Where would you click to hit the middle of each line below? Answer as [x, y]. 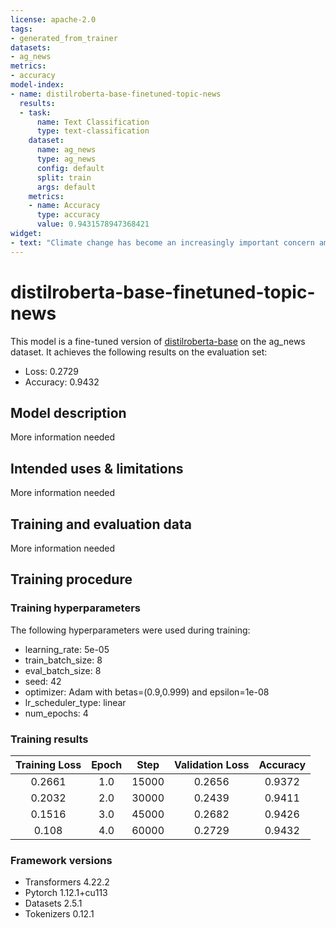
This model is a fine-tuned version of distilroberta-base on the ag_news [158, 341]
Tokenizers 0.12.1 [59, 914]
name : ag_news [66, 150]
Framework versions [61, 860]
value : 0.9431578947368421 [93, 224]
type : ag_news [66, 159]
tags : [21, 29]
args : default [66, 187]
